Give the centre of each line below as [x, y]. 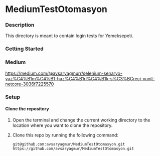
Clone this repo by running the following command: [65, 135]
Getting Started [24, 49]
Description [20, 25]
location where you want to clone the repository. [62, 125]
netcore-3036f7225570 [30, 84]
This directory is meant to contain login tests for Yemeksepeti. [69, 36]
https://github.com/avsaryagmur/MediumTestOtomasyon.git [73, 148]
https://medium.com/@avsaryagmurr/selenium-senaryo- [64, 73]
